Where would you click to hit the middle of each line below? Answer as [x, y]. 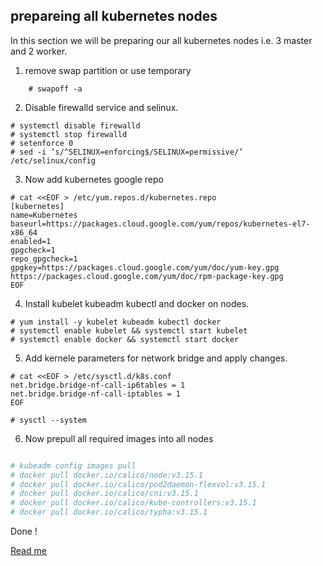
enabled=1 [31, 241]
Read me [28, 551]
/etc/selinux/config [53, 160]
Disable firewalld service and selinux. [101, 107]
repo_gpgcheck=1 [44, 259]
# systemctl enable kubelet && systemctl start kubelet [129, 330]
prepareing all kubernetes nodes [114, 16]
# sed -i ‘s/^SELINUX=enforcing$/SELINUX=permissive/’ [127, 152]
